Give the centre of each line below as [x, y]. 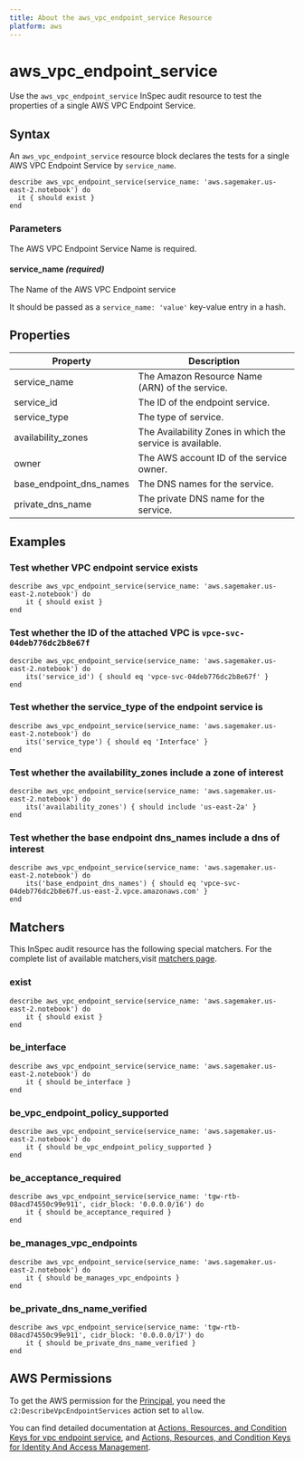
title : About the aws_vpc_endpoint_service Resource [111, 18]
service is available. [180, 443]
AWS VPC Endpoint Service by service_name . [93, 166]
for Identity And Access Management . [80, 1447]
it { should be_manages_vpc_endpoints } [103, 1278]
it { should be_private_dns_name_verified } [111, 1343]
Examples [38, 541]
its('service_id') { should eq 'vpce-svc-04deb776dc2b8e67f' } [147, 677]
